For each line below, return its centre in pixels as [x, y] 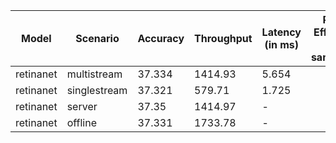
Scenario [97, 38]
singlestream [97, 90]
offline [81, 122]
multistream [94, 74]
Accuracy [161, 38]
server [82, 106]
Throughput [223, 38]
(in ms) [282, 44]
